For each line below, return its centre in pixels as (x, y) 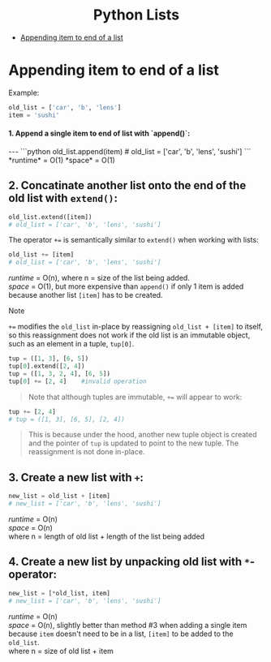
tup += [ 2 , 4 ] (32, 411)
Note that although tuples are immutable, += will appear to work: (135, 397)
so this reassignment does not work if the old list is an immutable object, (129, 335)
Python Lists (136, 15)
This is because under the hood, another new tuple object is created (142, 435)
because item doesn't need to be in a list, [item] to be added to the (121, 634)
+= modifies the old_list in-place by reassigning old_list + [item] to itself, (136, 327)
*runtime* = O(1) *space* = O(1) (62, 160)
